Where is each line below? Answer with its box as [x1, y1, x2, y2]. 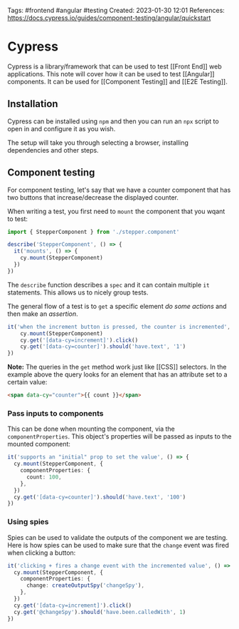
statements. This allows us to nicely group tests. [7, 288, 149, 297]
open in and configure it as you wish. [7, 124, 116, 133]
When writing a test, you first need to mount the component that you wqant [7, 207, 225, 215]
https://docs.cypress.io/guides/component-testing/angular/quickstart [7, 14, 211, 22]
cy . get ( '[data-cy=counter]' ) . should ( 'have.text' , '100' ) [14, 494, 186, 501]
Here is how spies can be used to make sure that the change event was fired [7, 541, 229, 549]
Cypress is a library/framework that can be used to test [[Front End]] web [7, 62, 222, 71]
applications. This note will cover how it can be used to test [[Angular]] [7, 69, 215, 78]
